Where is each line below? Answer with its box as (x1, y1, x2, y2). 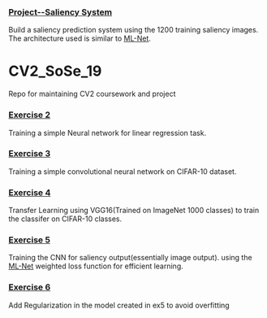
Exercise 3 (8, 148, 51, 159)
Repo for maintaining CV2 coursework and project (8, 89, 176, 99)
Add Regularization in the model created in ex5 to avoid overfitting (8, 300, 230, 310)
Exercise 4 (8, 186, 51, 198)
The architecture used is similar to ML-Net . (8, 33, 152, 43)
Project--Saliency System (8, 7, 113, 18)
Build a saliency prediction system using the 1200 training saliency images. (8, 25, 259, 35)
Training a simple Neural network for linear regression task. (8, 128, 207, 137)
